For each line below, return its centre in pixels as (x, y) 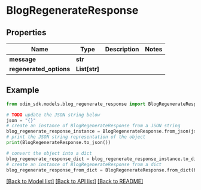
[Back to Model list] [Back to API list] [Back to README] (75, 181)
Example (23, 90)
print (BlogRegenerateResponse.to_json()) (59, 143)
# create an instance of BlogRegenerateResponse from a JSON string (93, 126)
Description (122, 49)
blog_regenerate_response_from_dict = (54, 170)
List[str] (88, 69)
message (22, 59)
